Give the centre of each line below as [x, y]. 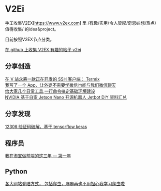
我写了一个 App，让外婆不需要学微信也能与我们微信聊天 [60, 85]
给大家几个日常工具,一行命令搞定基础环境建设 [50, 91]
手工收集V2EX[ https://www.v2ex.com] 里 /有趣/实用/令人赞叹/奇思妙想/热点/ [81, 23]
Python [16, 171]
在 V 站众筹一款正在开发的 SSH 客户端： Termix [52, 79]
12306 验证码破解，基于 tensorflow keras [46, 127]
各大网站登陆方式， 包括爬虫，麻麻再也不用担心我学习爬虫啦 [65, 184]
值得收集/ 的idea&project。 [32, 29]
